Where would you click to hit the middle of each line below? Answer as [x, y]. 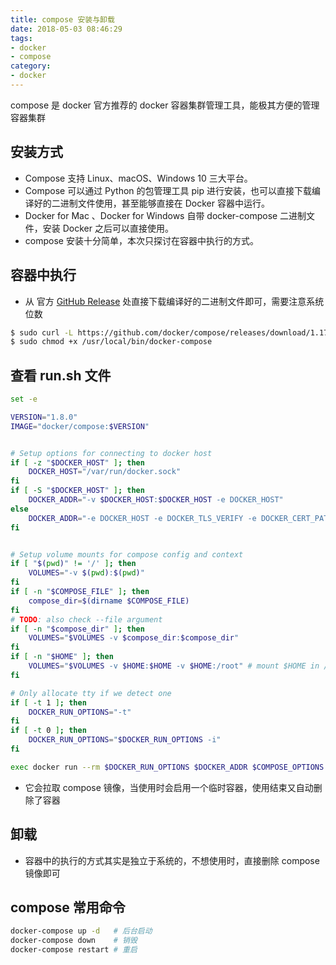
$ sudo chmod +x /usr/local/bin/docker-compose [111, 342]
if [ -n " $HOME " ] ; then [62, 657]
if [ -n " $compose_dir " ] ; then [77, 629]
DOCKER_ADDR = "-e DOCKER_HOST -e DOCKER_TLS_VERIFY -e [142, 518]
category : [31, 66]
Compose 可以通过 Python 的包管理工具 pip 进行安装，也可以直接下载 [168, 190]
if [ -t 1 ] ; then [48, 702]
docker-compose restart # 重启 [74, 950]
